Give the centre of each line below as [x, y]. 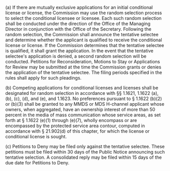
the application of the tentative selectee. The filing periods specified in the [84, 72]
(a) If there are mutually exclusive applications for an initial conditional [79, 7]
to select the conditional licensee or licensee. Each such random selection [83, 18]
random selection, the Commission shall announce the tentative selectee [82, 34]
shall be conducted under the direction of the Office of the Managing [78, 23]
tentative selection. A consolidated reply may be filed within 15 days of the [84, 157]
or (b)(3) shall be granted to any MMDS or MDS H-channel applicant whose [85, 104]
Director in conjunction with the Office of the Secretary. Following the [78, 29]
